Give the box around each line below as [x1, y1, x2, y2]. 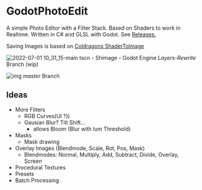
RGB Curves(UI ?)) [24, 112, 70, 119]
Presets [15, 170, 34, 177]
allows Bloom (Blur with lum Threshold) [33, 125, 131, 133]
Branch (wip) [6, 61, 39, 68]
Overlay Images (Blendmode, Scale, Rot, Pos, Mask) [15, 144, 145, 152]
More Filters [15, 106, 45, 113]
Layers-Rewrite [157, 54, 197, 61]
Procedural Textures [15, 163, 66, 171]
